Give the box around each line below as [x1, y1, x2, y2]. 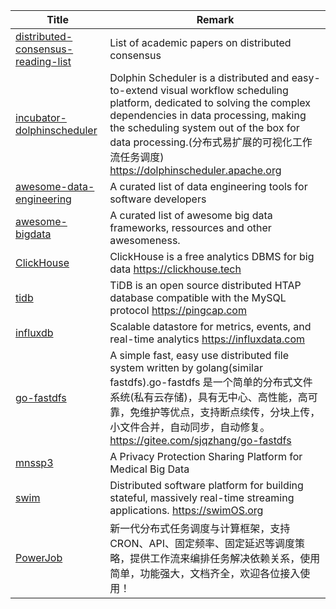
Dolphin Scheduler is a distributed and [109, 71, 290, 84]
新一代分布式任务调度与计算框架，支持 [109, 522, 291, 535]
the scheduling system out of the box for [109, 121, 300, 134]
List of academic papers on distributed [109, 36, 292, 49]
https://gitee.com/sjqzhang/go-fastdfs [109, 434, 292, 447]
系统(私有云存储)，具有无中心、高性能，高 [109, 390, 308, 404]
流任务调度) [109, 150, 165, 164]
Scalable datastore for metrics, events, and [109, 320, 312, 333]
